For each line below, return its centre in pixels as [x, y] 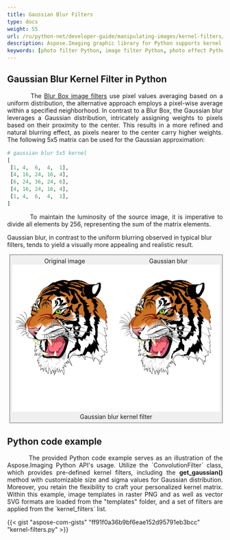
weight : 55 [23, 29]
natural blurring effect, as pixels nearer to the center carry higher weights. [115, 132]
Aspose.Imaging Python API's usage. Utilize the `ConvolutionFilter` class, [115, 465]
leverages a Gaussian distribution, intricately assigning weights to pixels [115, 117]
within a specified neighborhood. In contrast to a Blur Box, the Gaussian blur [115, 110]
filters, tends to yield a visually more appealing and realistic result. [100, 244]
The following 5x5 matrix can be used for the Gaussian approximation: [106, 139]
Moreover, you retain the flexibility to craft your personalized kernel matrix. [115, 487]
